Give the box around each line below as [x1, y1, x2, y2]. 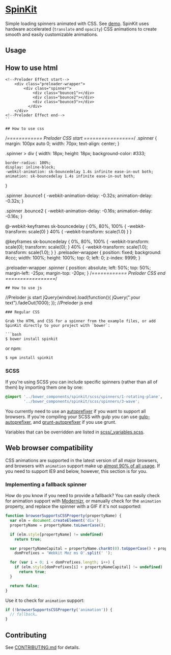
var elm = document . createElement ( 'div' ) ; [10, 518, 101, 523]
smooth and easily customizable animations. [5, 31, 98, 37]
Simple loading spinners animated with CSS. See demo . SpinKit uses [5, 20, 149, 27]
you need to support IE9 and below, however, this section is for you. [5, 468, 148, 474]
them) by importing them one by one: [5, 384, 83, 391]
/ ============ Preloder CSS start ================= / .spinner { [5, 135, 157, 141]
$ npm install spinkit [5, 355, 53, 360]
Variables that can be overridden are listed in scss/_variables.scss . [5, 429, 145, 435]
